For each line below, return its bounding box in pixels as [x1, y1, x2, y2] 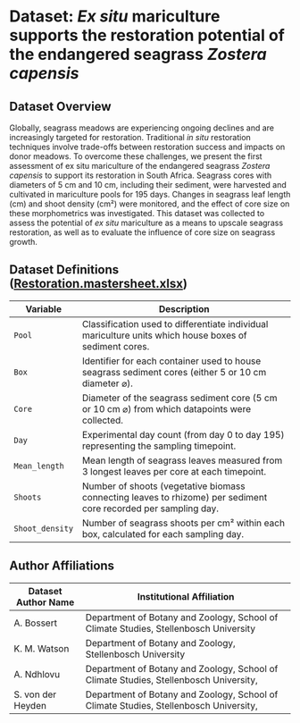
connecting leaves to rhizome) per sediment [81, 491, 268, 503]
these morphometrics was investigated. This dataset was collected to [9, 208, 265, 218]
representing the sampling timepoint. [81, 440, 237, 452]
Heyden [13, 699, 47, 711]
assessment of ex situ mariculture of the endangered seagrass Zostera [9, 161, 271, 171]
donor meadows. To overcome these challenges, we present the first [9, 151, 262, 162]
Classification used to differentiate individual [81, 317, 269, 330]
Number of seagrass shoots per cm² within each [81, 517, 286, 529]
